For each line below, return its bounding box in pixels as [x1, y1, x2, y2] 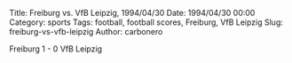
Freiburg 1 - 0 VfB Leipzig [9, 43, 103, 54]
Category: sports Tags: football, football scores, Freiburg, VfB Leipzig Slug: [9, 17, 284, 28]
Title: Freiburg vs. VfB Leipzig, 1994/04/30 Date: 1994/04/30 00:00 [9, 8, 256, 18]
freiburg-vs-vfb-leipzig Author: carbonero [9, 27, 163, 36]
